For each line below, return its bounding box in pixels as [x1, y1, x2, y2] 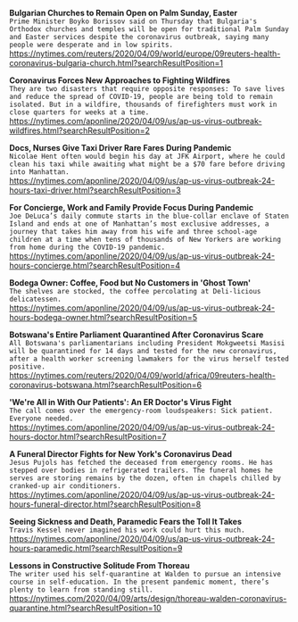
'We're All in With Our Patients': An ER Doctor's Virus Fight [9, 397, 232, 407]
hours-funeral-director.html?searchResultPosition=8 [9, 499, 202, 510]
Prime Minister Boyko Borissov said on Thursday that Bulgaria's [9, 17, 257, 26]
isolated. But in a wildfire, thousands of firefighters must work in [9, 100, 277, 109]
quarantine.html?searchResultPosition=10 [9, 602, 162, 613]
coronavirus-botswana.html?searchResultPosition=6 [9, 379, 203, 390]
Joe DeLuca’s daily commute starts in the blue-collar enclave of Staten [9, 211, 290, 220]
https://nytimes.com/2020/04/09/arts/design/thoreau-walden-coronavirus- [9, 593, 287, 603]
